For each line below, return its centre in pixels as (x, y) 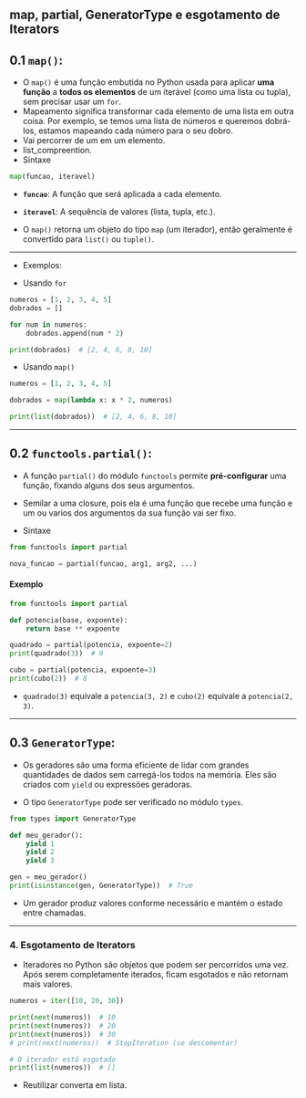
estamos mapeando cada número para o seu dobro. (136, 131)
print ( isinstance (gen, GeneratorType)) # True (102, 886)
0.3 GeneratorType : (62, 743)
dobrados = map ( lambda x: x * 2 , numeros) (91, 401)
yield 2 (40, 852)
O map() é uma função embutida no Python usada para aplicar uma (148, 82)
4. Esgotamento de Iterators (72, 945)
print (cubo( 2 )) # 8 (49, 679)
